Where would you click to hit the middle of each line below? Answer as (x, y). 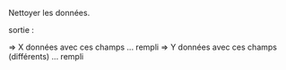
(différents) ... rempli (46, 56)
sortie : (22, 30)
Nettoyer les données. (49, 13)
